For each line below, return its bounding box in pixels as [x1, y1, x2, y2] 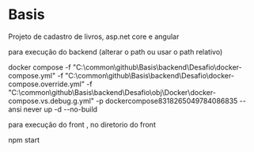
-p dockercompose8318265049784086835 [96, 96, 238, 105]
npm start [8, 135, 40, 144]
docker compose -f [8, 62, 71, 72]
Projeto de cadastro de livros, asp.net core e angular [8, 32, 180, 41]
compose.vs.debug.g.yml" [8, 96, 95, 105]
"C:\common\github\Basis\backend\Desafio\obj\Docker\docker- [8, 87, 216, 97]
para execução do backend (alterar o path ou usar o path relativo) [8, 47, 223, 56]
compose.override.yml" [8, 79, 85, 89]
